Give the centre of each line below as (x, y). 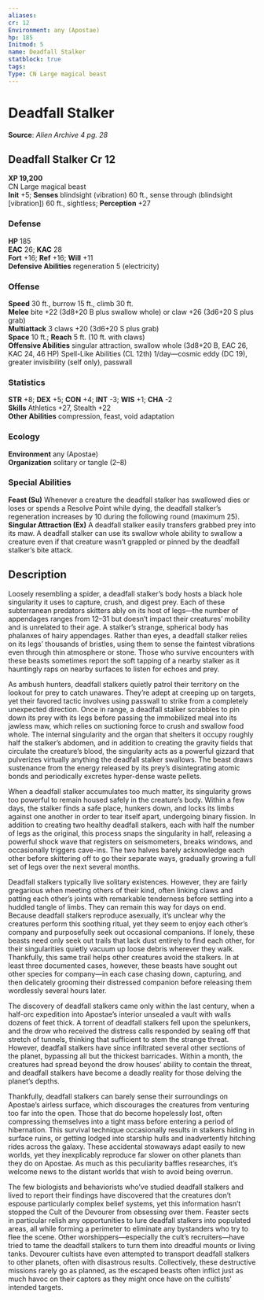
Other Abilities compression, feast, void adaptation (91, 416)
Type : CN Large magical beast (58, 74)
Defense (25, 223)
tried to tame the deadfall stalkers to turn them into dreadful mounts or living (132, 1245)
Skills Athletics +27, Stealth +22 (60, 408)
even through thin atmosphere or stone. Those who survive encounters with (131, 652)
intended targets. (36, 1287)
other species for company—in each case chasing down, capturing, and (125, 973)
